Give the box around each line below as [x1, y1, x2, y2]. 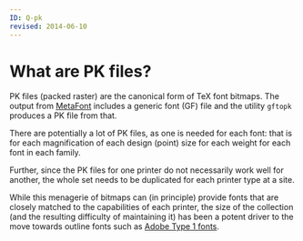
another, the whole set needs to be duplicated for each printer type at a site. [9, 175, 296, 186]
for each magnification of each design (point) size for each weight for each [9, 137, 291, 148]
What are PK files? [9, 61, 152, 82]
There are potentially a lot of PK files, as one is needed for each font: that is [9, 128, 293, 139]
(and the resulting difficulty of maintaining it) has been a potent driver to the [9, 211, 294, 223]
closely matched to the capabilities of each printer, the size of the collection [9, 202, 294, 213]
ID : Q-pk [9, 13, 43, 23]
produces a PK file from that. [9, 110, 117, 121]
